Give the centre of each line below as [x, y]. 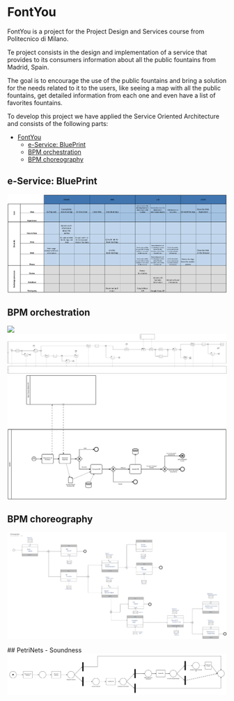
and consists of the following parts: [58, 123]
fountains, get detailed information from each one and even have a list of [111, 95]
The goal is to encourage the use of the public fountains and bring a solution [117, 80]
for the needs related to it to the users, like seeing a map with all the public [114, 88]
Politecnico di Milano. [38, 38]
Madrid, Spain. [28, 67]
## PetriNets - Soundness [45, 650]
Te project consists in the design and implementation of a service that [107, 52]
